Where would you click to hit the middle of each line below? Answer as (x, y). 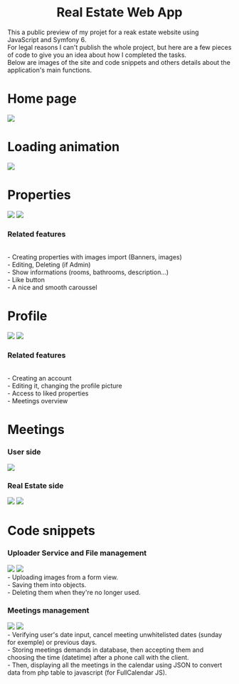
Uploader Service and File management (77, 553)
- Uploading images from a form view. (63, 577)
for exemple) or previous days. (52, 642)
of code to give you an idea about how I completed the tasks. (97, 55)
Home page (42, 99)
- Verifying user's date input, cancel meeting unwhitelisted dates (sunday (115, 634)
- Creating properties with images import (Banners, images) (95, 257)
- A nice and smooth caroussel (52, 287)
